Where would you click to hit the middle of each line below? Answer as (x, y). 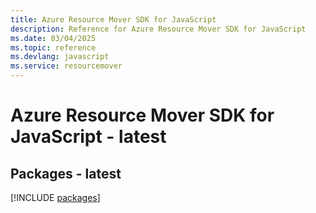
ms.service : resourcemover (66, 66)
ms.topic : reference (53, 47)
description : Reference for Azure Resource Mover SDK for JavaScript (158, 29)
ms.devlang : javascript (60, 57)
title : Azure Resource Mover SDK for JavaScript (113, 19)
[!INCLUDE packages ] (55, 197)
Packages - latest (66, 173)
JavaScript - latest (88, 137)
